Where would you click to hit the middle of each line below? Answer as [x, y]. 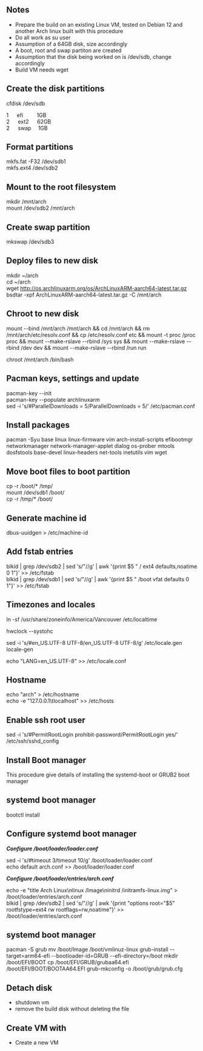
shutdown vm [32, 1003]
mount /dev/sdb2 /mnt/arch [41, 208]
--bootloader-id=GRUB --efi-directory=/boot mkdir [115, 956]
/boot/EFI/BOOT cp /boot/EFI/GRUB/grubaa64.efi [68, 963]
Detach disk [29, 988]
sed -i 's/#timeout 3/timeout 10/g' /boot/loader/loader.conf [79, 860]
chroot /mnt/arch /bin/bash [40, 359]
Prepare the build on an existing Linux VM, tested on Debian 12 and [99, 24]
